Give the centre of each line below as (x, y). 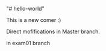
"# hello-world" (25, 9)
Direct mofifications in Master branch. (53, 31)
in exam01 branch (28, 43)
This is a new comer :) (34, 20)
